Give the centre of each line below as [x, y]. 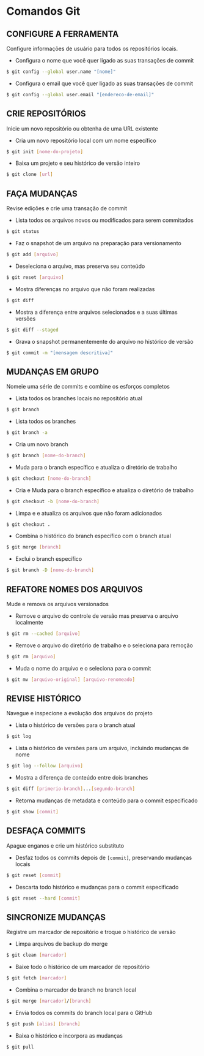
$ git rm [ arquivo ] [31, 656]
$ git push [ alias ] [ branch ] [43, 1024]
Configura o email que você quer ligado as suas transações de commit [104, 83]
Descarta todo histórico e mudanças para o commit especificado [97, 887]
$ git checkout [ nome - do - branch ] [49, 478]
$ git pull [20, 1047]
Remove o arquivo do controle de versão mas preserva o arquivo [97, 616]
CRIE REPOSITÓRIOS [46, 114]
